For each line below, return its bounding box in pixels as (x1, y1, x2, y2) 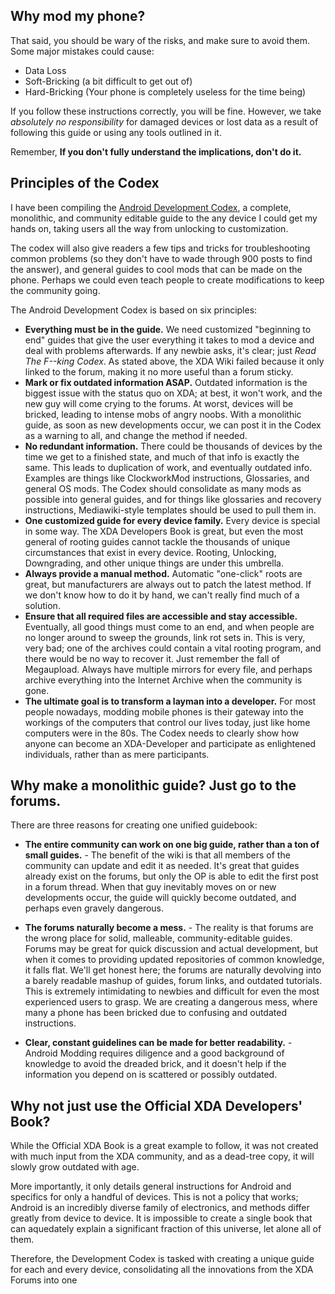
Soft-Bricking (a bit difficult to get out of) (24, 75, 193, 87)
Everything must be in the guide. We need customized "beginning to (24, 323, 312, 335)
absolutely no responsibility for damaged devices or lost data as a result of (10, 115, 319, 128)
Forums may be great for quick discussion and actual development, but (24, 943, 319, 955)
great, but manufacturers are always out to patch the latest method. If (24, 578, 312, 590)
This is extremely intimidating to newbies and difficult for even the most (24, 985, 320, 998)
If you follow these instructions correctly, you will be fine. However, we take (10, 105, 322, 117)
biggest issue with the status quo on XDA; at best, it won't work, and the (24, 387, 323, 399)
